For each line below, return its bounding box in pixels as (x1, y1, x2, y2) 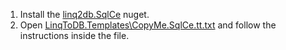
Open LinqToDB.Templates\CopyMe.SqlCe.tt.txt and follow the (19, 19, 277, 31)
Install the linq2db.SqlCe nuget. (19, 9, 150, 20)
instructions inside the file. (19, 30, 130, 41)
